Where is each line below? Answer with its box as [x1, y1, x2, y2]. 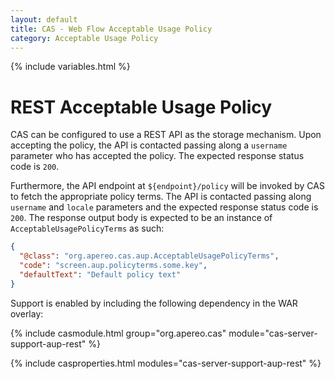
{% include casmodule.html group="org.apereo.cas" [10, 327, 227, 339]
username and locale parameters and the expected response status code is [10, 201, 319, 213]
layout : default [10, 14, 78, 25]
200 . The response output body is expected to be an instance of [10, 212, 273, 224]
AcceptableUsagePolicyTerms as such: [10, 222, 165, 235]
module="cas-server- [228, 327, 318, 339]
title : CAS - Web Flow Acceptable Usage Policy [10, 24, 213, 34]
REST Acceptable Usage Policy [10, 96, 273, 118]
